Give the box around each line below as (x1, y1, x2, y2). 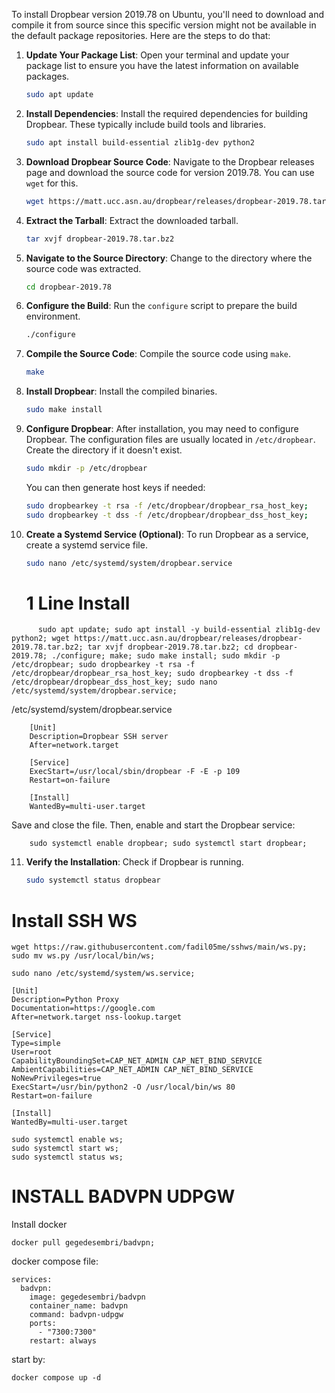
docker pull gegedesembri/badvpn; (11, 1238, 156, 1248)
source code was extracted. (25, 262, 142, 274)
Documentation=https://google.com (11, 1004, 156, 1014)
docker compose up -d (11, 1373, 102, 1383)
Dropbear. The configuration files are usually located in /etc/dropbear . (25, 434, 316, 445)
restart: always (29, 1336, 98, 1346)
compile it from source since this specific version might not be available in (11, 19, 317, 31)
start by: (11, 1354, 46, 1366)
